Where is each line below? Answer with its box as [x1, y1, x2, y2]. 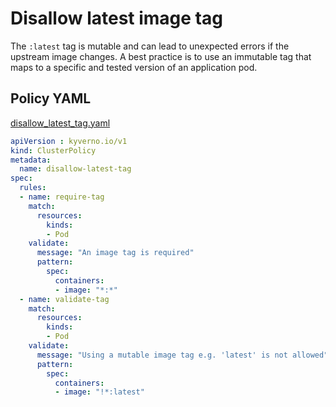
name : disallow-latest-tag [19, 164, 132, 174]
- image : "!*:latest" [54, 387, 145, 397]
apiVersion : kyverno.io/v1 [10, 136, 128, 146]
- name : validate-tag [19, 294, 110, 304]
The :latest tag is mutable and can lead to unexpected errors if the [10, 40, 290, 52]
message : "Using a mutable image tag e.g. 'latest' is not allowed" [36, 350, 329, 360]
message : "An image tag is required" [36, 248, 195, 258]
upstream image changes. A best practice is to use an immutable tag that [10, 50, 312, 62]
